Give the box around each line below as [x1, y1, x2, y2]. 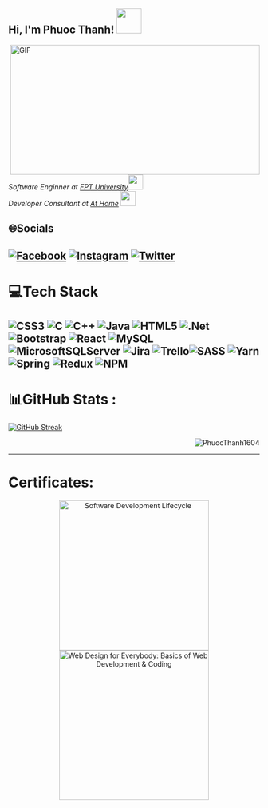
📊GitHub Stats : [8, 391, 117, 408]
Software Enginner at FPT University [8, 181, 129, 192]
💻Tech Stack [8, 282, 99, 301]
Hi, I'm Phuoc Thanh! [8, 23, 115, 37]
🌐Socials [8, 221, 54, 236]
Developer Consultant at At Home [8, 198, 120, 208]
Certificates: [8, 473, 94, 492]
